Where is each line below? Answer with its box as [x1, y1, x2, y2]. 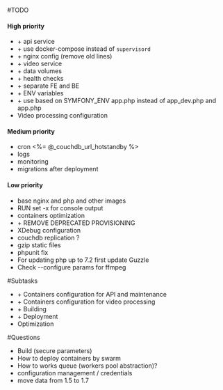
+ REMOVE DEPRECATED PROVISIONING [17, 219, 135, 227]
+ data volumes [17, 67, 63, 75]
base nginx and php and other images [17, 196, 126, 205]
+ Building [17, 304, 47, 313]
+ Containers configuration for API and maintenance [17, 290, 167, 298]
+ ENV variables [17, 89, 64, 97]
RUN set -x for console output [17, 203, 104, 212]
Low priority [7, 181, 43, 189]
